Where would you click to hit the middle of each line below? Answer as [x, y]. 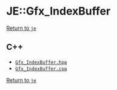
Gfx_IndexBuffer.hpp [41, 62]
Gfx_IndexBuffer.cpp [41, 69]
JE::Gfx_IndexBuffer [59, 11]
